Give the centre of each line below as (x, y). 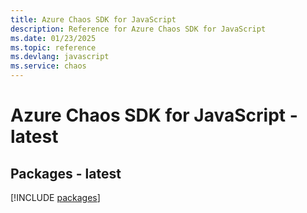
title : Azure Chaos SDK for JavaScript (93, 19)
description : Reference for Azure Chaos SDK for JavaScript (138, 29)
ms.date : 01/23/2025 (53, 38)
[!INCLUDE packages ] (55, 197)
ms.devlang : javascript (60, 57)
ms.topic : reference (53, 47)
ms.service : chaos (48, 66)
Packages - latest (66, 173)
